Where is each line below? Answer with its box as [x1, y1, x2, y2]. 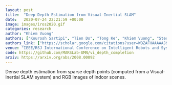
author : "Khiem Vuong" [5, 31, 54, 36]
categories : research [5, 26, 52, 32]
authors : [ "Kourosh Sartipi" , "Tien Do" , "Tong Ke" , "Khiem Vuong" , [5, 36, 155, 41]
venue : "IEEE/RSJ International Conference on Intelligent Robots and [5, 45, 159, 50]
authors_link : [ [5, 41, 40, 46]
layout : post [5, 7, 33, 13]
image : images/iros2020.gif [5, 21, 66, 27]
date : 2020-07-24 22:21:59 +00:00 [5, 17, 83, 22]
